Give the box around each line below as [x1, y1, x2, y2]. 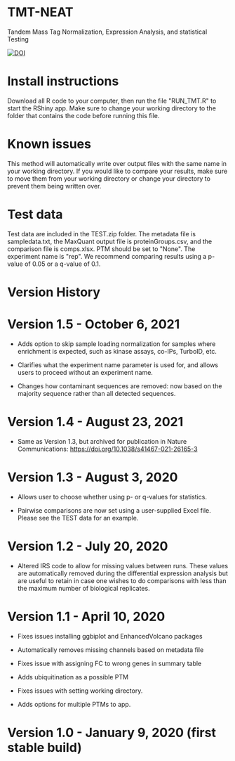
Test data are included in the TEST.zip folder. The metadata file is [7, 229, 196, 238]
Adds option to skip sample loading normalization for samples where [17, 339, 216, 348]
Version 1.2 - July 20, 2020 [7, 538, 168, 554]
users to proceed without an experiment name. [17, 368, 153, 376]
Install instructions [7, 73, 119, 89]
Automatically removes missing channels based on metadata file [17, 645, 204, 654]
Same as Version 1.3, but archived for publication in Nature [17, 437, 187, 445]
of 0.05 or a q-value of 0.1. [24, 260, 101, 268]
